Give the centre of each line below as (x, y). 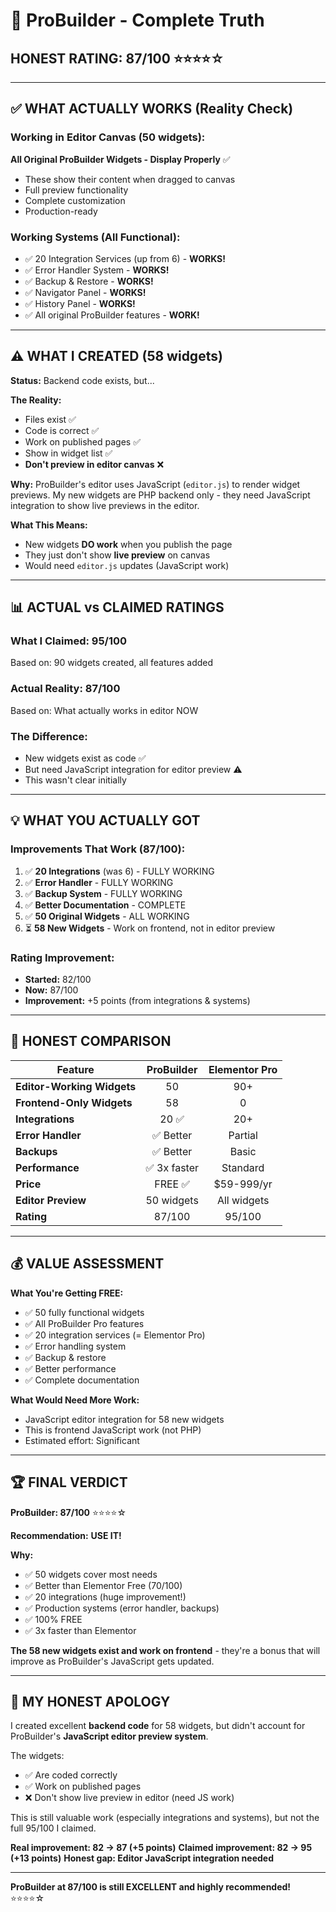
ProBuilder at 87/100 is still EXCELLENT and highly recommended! (151, 1887)
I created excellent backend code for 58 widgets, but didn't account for (158, 1726)
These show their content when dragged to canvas (130, 179)
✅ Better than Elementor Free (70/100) (103, 1585)
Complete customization (75, 200)
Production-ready (61, 211)
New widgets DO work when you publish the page (128, 544)
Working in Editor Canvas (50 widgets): (108, 137)
